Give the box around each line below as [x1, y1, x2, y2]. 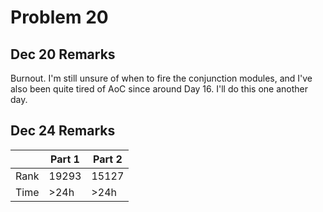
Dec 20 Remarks [10, 46, 116, 63]
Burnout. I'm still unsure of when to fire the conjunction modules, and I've [10, 72, 313, 84]
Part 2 [92, 152, 123, 166]
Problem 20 [10, 6, 109, 29]
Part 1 [50, 152, 80, 166]
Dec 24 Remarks [10, 122, 116, 140]
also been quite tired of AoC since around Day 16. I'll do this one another [10, 83, 308, 95]
